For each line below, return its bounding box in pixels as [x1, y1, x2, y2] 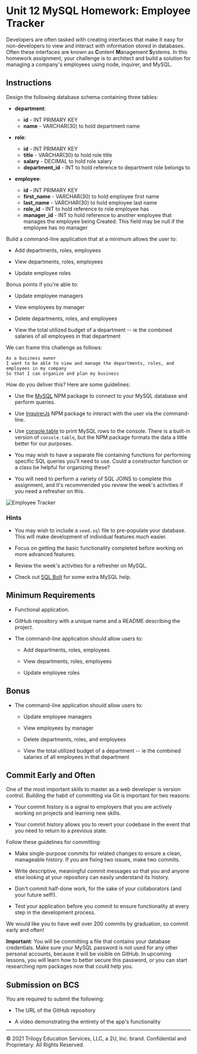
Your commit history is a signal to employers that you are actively [14, 804, 172, 811]
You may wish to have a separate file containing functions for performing [14, 451, 191, 458]
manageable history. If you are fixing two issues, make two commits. [14, 856, 181, 863]
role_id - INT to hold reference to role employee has [23, 205, 150, 212]
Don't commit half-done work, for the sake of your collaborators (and [14, 885, 182, 892]
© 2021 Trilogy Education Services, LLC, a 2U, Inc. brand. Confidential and [6, 1035, 186, 1042]
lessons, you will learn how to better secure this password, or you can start [6, 957, 188, 964]
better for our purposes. [14, 440, 73, 447]
